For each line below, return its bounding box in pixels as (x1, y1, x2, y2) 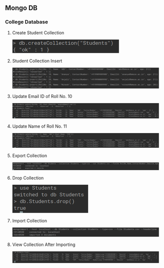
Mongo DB (5, 4, 38, 12)
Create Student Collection (12, 29, 64, 36)
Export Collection (12, 153, 47, 158)
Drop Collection (12, 175, 44, 180)
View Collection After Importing (12, 242, 76, 247)
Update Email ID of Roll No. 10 (12, 93, 72, 99)
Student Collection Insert (12, 58, 62, 64)
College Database (5, 19, 48, 25)
